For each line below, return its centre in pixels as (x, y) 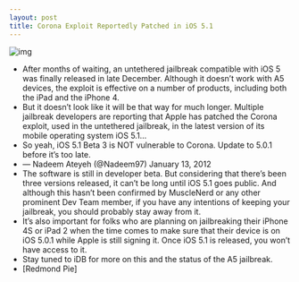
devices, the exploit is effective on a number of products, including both (154, 88)
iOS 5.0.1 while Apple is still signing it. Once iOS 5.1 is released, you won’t (156, 240)
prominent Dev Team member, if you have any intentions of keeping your (156, 201)
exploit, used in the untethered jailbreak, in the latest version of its (143, 125)
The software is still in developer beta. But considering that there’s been (154, 173)
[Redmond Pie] (50, 269)
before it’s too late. (56, 154)
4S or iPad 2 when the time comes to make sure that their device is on (151, 230)
